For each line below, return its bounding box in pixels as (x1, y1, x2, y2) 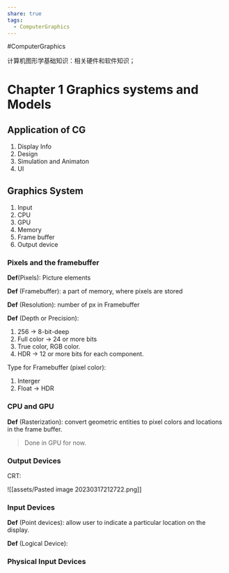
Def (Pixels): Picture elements (7, 273, 91, 282)
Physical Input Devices (7, 557, 86, 567)
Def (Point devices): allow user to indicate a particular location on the (7, 519, 206, 527)
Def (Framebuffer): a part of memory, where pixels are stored (7, 287, 183, 296)
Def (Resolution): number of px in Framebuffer (7, 300, 141, 309)
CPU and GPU (7, 402, 54, 411)
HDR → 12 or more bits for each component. (17, 350, 144, 358)
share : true (7, 10, 42, 17)
